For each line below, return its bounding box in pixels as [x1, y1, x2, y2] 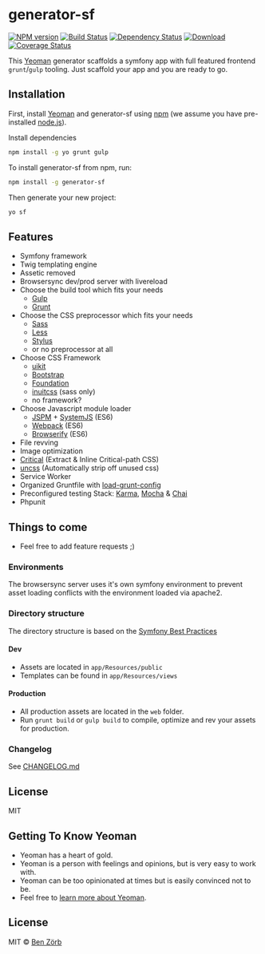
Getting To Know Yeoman [8, 829, 137, 843]
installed [8, 117, 37, 127]
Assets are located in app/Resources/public [19, 662, 163, 671]
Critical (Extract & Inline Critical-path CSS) [19, 455, 160, 465]
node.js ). [38, 117, 67, 127]
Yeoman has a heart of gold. [19, 850, 113, 860]
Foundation [31, 378, 69, 388]
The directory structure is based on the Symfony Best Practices [8, 626, 218, 635]
